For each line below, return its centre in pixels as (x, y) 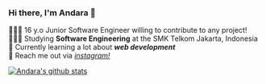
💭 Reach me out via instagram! (59, 56)
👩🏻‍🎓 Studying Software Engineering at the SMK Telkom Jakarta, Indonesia (133, 38)
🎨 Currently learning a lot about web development (92, 47)
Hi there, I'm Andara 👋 (52, 13)
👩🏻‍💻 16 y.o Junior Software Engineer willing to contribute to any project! (128, 30)
